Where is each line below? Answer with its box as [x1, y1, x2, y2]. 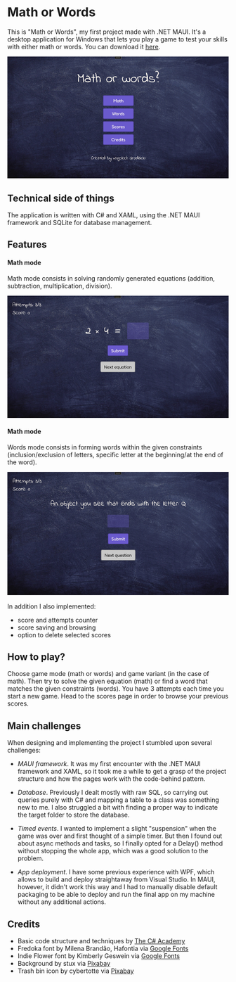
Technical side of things [7, 192, 114, 204]
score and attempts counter [17, 616, 98, 624]
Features [7, 238, 47, 250]
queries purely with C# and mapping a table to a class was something [17, 796, 220, 804]
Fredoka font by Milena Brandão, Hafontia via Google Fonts [17, 944, 189, 953]
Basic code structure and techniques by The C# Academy [17, 937, 185, 945]
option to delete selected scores [17, 630, 111, 639]
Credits [7, 918, 41, 930]
